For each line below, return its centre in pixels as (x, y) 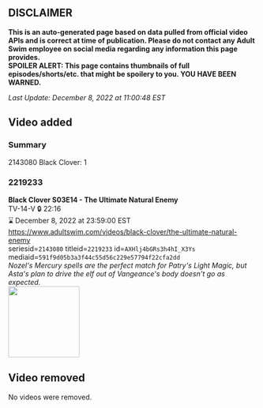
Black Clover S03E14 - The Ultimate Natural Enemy (94, 200)
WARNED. (25, 82)
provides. (24, 57)
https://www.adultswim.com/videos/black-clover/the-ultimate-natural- (123, 231)
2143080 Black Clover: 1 (47, 162)
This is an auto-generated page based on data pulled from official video (128, 32)
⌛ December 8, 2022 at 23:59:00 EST (70, 220)
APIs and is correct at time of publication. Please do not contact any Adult (131, 40)
